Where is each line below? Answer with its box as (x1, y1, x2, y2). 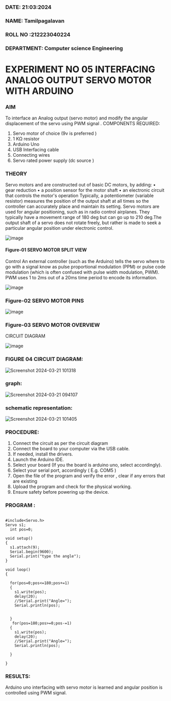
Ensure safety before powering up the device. (12, 489, 109, 495)
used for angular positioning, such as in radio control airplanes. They (5, 209, 150, 215)
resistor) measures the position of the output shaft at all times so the (5, 198, 149, 204)
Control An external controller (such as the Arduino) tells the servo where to (5, 258, 165, 264)
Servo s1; (5, 522, 27, 527)
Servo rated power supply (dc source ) (12, 157, 94, 164)
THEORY (5, 170, 27, 177)
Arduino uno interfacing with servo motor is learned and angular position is (5, 684, 163, 690)
